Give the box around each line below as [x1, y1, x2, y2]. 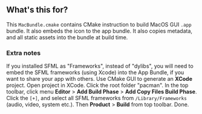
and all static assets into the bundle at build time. [6, 33, 128, 41]
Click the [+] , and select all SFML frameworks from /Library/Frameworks [6, 95, 187, 102]
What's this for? [6, 5, 68, 15]
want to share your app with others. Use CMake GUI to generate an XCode [6, 75, 192, 83]
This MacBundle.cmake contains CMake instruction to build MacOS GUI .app [6, 21, 192, 28]
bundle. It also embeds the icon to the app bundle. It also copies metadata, [6, 27, 192, 34]
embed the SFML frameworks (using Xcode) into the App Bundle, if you [6, 69, 184, 76]
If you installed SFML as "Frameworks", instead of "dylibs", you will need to [6, 63, 194, 70]
